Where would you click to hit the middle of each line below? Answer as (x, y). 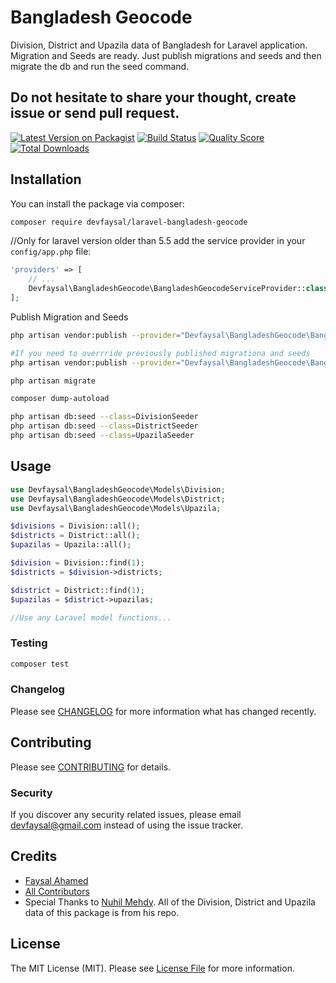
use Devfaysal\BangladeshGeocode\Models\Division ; (118, 489)
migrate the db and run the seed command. (100, 66)
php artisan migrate (53, 381)
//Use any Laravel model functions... (91, 617)
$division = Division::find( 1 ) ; (77, 563)
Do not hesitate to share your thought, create (153, 97)
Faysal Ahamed (56, 880)
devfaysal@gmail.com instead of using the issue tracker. (127, 825)
